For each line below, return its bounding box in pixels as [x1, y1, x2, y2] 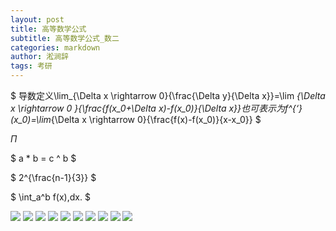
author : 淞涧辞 [10, 52, 69, 62]
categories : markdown [10, 42, 101, 53]
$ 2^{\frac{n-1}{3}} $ [10, 172, 97, 183]
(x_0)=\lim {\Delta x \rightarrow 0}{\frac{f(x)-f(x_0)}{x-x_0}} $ [10, 114, 262, 125]
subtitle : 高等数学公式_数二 [10, 33, 120, 43]
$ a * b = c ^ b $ [10, 152, 77, 164]
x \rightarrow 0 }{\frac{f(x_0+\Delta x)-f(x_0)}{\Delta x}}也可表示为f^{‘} [10, 102, 303, 114]
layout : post [10, 14, 65, 25]
